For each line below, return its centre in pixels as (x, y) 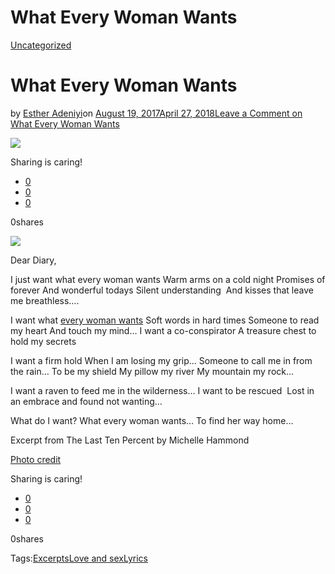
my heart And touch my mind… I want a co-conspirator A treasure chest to (163, 330)
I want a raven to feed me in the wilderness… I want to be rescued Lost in (162, 390)
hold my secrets (43, 341)
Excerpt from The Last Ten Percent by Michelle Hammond (130, 440)
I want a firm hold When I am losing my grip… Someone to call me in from (161, 360)
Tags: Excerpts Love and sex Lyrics (79, 558)
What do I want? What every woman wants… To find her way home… (152, 420)
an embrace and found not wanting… (86, 401)
